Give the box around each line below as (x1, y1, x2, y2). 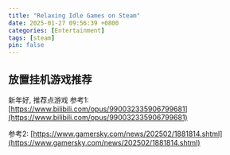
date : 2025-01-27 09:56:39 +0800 (8, 19, 119, 27)
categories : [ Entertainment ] (8, 26, 105, 34)
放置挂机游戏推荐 (8, 72, 92, 86)
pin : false (8, 41, 45, 49)
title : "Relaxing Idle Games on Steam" (8, 11, 141, 20)
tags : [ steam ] (8, 33, 56, 42)
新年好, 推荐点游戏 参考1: (8, 95, 89, 104)
